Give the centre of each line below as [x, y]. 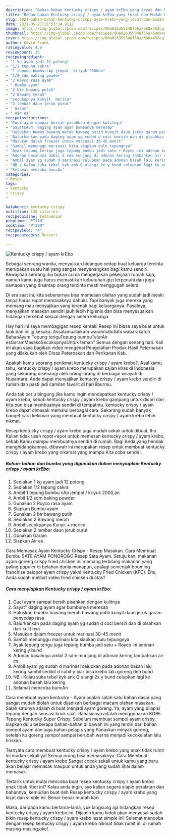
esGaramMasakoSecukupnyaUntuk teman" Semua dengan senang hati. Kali [84, 342]
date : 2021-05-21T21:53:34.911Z [40, 24]
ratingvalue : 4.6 [24, 47]
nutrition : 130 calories [32, 212]
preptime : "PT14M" [25, 221]
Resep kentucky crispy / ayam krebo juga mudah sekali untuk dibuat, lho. [82, 430]
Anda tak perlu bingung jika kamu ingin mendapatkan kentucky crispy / [79, 394]
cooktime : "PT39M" [25, 226]
